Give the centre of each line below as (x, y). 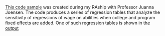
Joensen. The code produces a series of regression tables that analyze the (83, 12)
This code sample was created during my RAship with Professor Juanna (80, 7)
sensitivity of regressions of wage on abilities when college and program (80, 18)
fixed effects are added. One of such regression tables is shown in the (78, 23)
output (12, 28)
